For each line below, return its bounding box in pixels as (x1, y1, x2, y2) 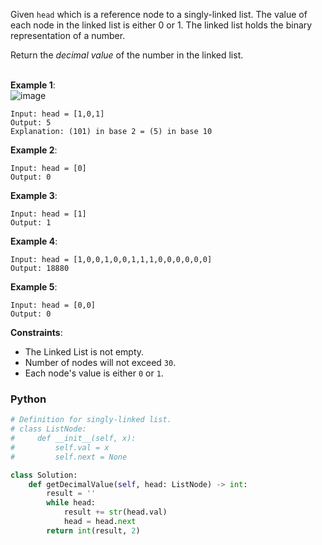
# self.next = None (10, 452, 128, 462)
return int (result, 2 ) (46, 525, 141, 536)
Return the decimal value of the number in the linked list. (10, 49, 244, 61)
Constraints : (10, 327, 63, 338)
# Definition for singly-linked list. (10, 415, 172, 425)
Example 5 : (10, 281, 58, 293)
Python (10, 392, 47, 406)
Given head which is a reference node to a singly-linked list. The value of (10, 9, 308, 20)
